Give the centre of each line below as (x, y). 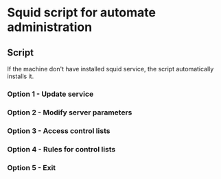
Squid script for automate (82, 13)
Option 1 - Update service (50, 94)
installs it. (21, 76)
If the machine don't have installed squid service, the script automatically (110, 69)
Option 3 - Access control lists (59, 130)
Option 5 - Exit (32, 167)
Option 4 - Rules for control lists (61, 149)
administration (50, 27)
